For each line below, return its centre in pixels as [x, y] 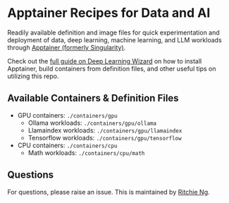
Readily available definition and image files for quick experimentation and [113, 32]
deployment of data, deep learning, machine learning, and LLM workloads [114, 39]
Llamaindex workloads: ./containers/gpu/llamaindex [105, 130]
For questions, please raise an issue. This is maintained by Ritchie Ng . [109, 192]
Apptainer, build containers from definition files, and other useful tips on [112, 68]
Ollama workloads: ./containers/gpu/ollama [92, 123]
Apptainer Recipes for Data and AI [109, 13]
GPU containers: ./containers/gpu [67, 115]
